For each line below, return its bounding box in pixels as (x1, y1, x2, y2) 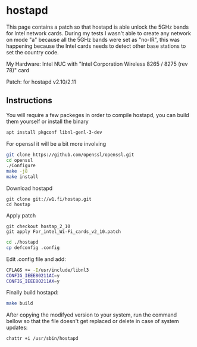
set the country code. (6, 48, 60, 56)
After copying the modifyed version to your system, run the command (6, 311, 177, 318)
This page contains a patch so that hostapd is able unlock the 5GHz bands (6, 23, 189, 30)
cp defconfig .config (6, 244, 60, 251)
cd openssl (6, 157, 33, 163)
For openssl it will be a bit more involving (6, 140, 107, 147)
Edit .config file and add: (6, 255, 67, 263)
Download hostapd (6, 185, 52, 192)
